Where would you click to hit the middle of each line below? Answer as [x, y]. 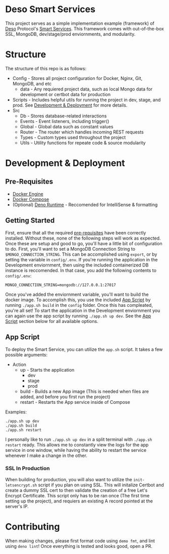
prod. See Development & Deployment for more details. [70, 105]
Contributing [33, 526]
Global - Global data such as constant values [67, 126]
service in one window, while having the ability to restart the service [76, 450]
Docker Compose [31, 199]
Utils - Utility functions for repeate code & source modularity [83, 143]
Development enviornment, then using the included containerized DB [77, 265]
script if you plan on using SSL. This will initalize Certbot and [101, 485]
